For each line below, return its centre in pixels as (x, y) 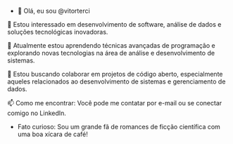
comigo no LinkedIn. (37, 113)
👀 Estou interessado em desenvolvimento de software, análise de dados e (114, 24)
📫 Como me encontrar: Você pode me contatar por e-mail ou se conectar (115, 103)
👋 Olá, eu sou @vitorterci (53, 11)
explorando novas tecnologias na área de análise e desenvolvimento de (111, 53)
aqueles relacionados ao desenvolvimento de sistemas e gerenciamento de (116, 81)
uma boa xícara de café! (52, 134)
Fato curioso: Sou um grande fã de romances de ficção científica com (119, 127)
